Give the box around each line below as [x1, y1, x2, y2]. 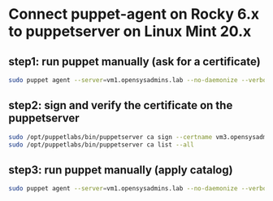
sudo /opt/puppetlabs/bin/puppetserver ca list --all [8, 140, 195, 149]
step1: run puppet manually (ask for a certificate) [8, 55, 262, 68]
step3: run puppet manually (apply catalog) [8, 163, 233, 177]
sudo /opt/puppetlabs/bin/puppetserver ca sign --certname [8, 133, 213, 141]
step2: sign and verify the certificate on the [8, 98, 233, 112]
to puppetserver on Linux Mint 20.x [8, 22, 252, 41]
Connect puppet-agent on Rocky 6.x [8, 5, 260, 24]
